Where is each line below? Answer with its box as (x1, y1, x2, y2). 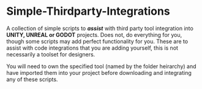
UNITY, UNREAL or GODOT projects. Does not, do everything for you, (6, 31, 182, 38)
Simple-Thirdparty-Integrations (6, 4, 170, 18)
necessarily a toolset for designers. (6, 50, 95, 58)
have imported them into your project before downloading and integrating (6, 69, 192, 76)
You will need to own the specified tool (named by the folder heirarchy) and (6, 63, 196, 70)
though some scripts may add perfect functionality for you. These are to (6, 37, 189, 45)
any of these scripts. (6, 75, 58, 83)
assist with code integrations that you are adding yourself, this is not (6, 44, 179, 52)
